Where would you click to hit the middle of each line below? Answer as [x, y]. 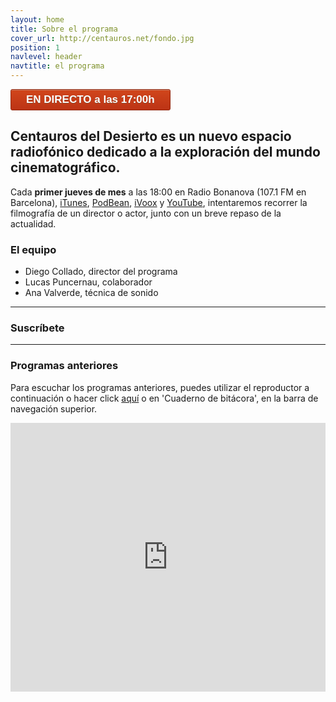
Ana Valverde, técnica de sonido [91, 293]
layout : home [37, 19]
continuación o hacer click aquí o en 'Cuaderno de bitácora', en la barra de [164, 398]
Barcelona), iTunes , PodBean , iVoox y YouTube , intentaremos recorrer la [159, 202]
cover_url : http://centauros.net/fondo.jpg [102, 38]
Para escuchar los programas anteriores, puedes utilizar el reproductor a [160, 387]
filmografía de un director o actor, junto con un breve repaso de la [146, 213]
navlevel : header [46, 57]
